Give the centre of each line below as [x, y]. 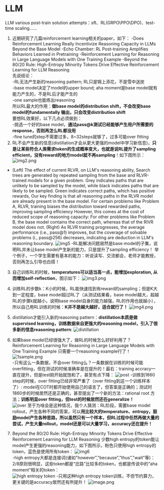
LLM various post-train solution [37, 22]
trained [19, 180]
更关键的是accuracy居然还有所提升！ [49, 482]
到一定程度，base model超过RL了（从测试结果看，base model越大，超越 [85, 294]
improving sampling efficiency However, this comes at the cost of [78, 211]
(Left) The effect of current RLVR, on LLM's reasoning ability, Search [81, 170]
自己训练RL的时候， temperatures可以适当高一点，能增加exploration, [82, 272]
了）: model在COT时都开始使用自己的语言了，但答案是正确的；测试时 [82, 387]
